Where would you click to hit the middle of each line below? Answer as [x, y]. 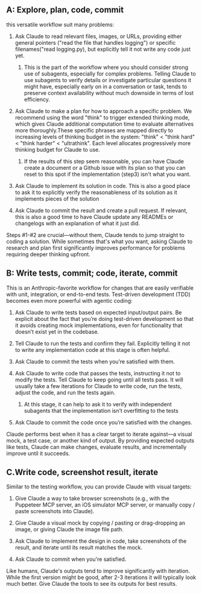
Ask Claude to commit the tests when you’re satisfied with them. [95, 361]
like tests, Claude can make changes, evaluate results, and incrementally [96, 447]
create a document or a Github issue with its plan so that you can [105, 167]
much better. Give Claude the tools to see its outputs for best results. [92, 584]
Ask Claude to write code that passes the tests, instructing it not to [98, 373]
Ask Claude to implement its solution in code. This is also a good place [103, 186]
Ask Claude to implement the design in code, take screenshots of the [101, 541]
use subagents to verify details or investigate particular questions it [108, 80]
